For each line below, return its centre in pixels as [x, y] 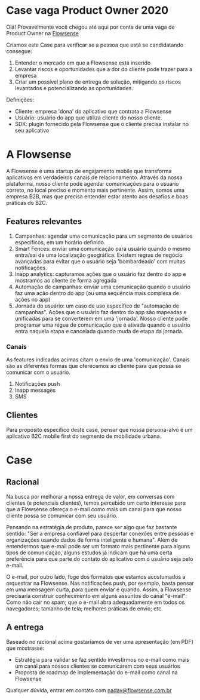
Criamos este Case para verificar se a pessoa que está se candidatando [95, 45]
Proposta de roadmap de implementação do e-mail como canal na [96, 672]
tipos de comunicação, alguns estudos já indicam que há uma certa [89, 552]
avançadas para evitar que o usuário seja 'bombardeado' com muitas [100, 261]
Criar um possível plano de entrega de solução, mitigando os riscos [98, 82]
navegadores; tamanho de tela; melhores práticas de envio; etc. [84, 608]
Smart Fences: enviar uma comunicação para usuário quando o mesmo [103, 248]
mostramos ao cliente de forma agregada [66, 280]
